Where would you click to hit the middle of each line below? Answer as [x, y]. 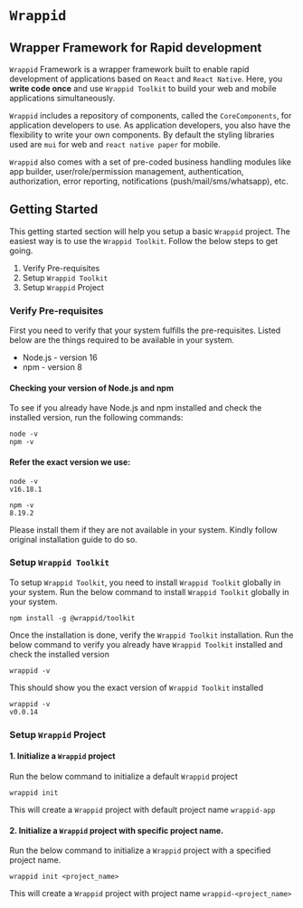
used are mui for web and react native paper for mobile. [115, 144]
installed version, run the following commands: [96, 418]
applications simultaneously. [62, 98]
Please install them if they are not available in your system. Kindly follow [143, 530]
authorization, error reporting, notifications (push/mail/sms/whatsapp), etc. [149, 181]
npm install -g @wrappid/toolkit [72, 618]
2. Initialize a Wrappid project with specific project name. [117, 830]
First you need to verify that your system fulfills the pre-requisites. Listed [145, 331]
